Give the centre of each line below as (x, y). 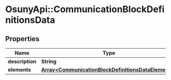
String (49, 62)
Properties (22, 39)
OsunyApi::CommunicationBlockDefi (85, 9)
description (22, 62)
